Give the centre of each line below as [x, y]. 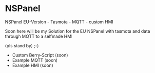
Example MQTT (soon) [35, 60]
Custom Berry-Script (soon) [40, 55]
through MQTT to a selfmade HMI [39, 36]
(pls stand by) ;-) [22, 45]
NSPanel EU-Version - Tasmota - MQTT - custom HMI [59, 22]
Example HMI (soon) [33, 65]
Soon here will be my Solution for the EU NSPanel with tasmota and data [77, 31]
